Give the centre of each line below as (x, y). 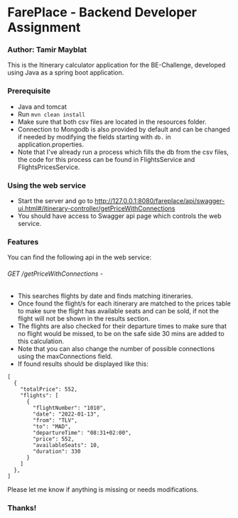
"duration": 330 (57, 451)
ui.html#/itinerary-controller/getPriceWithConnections (96, 209)
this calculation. (40, 341)
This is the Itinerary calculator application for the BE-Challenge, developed (117, 65)
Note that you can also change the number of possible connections (116, 348)
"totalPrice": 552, (49, 389)
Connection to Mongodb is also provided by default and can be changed (124, 129)
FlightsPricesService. (49, 167)
